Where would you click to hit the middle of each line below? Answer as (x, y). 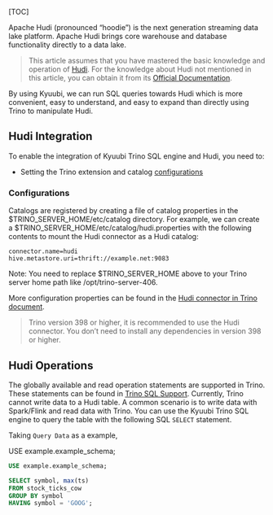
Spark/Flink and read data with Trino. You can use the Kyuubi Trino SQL (129, 411)
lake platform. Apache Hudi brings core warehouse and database (118, 36)
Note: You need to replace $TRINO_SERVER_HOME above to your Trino (128, 274)
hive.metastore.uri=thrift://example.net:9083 (89, 259)
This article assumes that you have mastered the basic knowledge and (147, 61)
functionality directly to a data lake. (67, 45)
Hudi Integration (51, 136)
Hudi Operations (51, 365)
